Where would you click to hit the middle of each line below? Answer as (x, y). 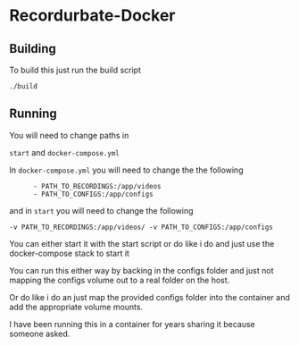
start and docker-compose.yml (65, 152)
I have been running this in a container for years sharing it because (133, 324)
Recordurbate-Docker (92, 16)
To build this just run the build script (75, 70)
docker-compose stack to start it (69, 253)
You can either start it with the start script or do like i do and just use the (142, 243)
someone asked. (40, 333)
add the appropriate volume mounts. (76, 307)
